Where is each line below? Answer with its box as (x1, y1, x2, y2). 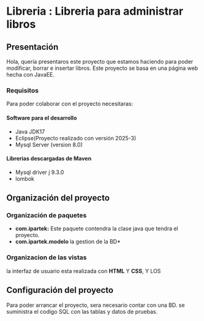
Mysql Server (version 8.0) (15, 141, 83, 148)
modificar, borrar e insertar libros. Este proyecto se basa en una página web (6, 64, 198, 72)
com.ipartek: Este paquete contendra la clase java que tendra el (15, 225, 179, 232)
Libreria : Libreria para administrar (6, 4, 184, 18)
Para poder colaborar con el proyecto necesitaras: (6, 100, 134, 108)
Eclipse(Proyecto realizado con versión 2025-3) (15, 134, 137, 142)
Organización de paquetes (6, 211, 87, 220)
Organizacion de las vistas (6, 253, 87, 262)
